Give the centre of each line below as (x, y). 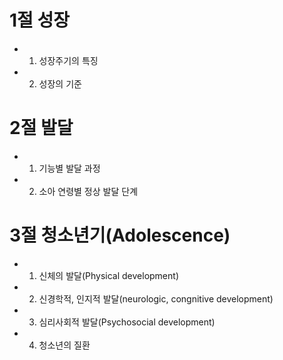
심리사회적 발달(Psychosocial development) (127, 322)
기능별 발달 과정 (69, 168)
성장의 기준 (60, 83)
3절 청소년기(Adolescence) (120, 235)
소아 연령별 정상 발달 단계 (88, 191)
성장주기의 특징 (68, 60)
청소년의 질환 (64, 345)
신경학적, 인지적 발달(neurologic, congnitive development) (156, 298)
